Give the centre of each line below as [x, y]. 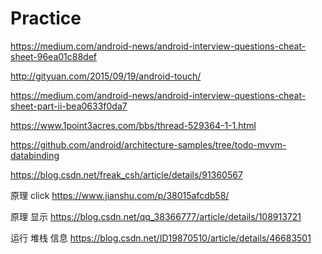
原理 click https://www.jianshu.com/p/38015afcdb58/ [120, 195]
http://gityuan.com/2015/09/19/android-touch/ [106, 76]
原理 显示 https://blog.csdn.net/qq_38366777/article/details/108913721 [156, 216]
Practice [46, 18]
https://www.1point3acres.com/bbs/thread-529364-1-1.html [133, 125]
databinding [35, 155]
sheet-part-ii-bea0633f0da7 [69, 106]
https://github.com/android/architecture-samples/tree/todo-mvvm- [148, 144]
